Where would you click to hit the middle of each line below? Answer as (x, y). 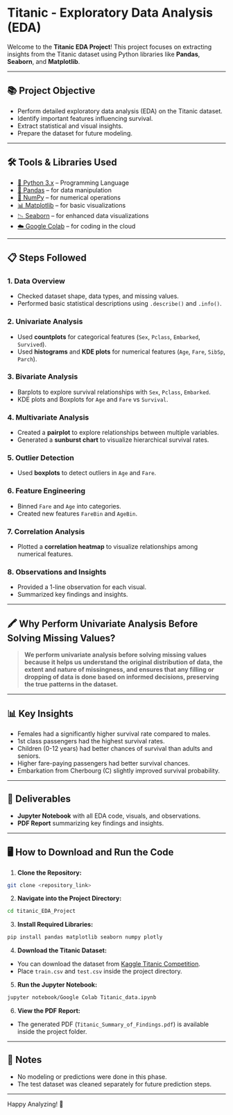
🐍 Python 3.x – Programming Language (73, 183)
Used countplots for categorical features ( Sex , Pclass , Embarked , (109, 337)
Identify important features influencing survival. (85, 118)
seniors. (29, 756)
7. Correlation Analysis (46, 531)
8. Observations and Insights (57, 572)
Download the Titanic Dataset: (62, 950)
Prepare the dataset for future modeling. (75, 133)
